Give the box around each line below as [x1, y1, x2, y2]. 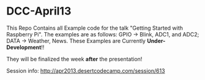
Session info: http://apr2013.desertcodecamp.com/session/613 [6, 67, 165, 74]
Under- [146, 37, 166, 44]
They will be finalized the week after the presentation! [6, 55, 143, 62]
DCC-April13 [6, 4, 72, 18]
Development [6, 44, 42, 51]
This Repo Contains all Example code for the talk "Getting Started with [6, 24, 184, 32]
